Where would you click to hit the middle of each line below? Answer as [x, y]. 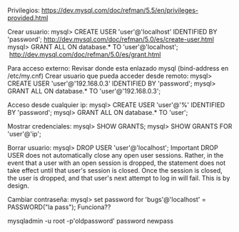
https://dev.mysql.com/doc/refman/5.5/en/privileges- [120, 10]
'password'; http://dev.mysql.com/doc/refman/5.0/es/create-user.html [111, 39]
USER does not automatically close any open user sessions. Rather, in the [116, 155]
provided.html [28, 18]
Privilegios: [24, 10]
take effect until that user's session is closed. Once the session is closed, [115, 170]
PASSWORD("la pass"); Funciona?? [59, 207]
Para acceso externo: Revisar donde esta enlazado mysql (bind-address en [118, 68]
